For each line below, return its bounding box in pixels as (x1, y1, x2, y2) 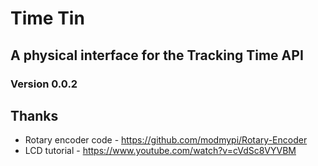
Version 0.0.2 (10, 77, 78, 91)
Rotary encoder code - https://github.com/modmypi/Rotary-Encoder (24, 134, 308, 146)
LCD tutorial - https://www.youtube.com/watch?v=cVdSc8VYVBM (24, 145, 297, 157)
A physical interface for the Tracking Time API (10, 47, 304, 64)
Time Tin (10, 7, 85, 30)
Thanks (10, 107, 59, 124)
